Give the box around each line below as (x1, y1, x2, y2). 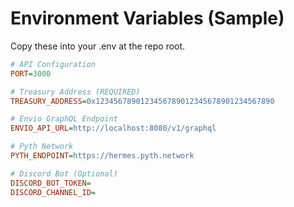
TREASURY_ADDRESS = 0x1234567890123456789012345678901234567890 (10, 96, 275, 106)
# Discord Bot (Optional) (10, 168, 118, 179)
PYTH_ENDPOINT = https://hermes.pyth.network (10, 151, 195, 161)
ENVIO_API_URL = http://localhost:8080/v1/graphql (10, 123, 217, 134)
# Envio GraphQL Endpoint (10, 114, 118, 124)
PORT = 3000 (10, 68, 52, 79)
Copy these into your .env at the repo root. (10, 40, 186, 52)
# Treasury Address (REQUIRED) (10, 87, 141, 97)
